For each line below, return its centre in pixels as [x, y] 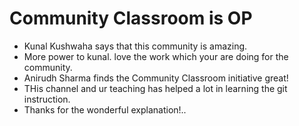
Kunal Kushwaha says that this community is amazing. [135, 46]
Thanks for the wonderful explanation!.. [105, 109]
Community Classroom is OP [131, 18]
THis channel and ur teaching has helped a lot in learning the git [155, 88]
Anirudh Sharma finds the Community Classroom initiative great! [156, 78]
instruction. [47, 99]
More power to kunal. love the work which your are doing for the [156, 56]
